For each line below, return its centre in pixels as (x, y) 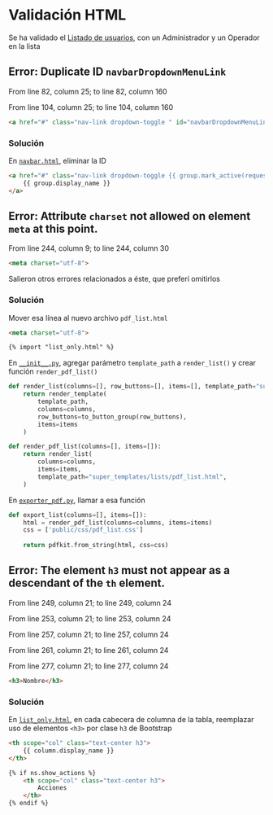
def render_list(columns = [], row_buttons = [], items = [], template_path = (132, 387)
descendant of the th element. (87, 583)
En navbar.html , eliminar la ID (58, 160)
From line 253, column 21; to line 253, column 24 (90, 618)
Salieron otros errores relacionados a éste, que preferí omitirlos (115, 279)
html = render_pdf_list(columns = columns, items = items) (118, 523)
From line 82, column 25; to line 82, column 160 (88, 91)
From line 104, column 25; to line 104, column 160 (91, 107)
